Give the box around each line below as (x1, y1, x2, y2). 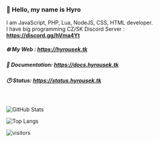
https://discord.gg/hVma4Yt (6, 32, 80, 39)
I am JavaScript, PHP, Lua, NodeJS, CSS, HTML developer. (6, 19, 153, 26)
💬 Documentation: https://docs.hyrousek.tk (6, 61, 119, 69)
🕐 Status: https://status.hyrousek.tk (6, 76, 102, 84)
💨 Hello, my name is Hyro (6, 5, 81, 14)
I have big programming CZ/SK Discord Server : (6, 25, 125, 32)
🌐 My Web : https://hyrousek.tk (6, 45, 88, 53)
